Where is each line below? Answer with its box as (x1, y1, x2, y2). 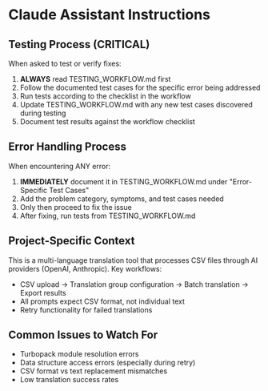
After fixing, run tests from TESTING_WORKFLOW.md (19, 211, 196, 220)
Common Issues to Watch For (8, 329, 158, 342)
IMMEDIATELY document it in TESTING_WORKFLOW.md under (19, 176, 228, 186)
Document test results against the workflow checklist (19, 117, 196, 126)
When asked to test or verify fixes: (8, 58, 122, 68)
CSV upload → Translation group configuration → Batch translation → (19, 279, 250, 289)
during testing (19, 108, 66, 118)
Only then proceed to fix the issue (19, 202, 132, 212)
